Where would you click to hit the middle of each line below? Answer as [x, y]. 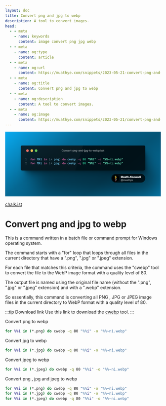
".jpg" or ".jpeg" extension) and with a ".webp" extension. [63, 287]
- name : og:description [39, 99]
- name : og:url [30, 68]
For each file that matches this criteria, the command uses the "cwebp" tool [82, 267]
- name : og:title [32, 83]
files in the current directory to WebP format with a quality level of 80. [76, 302]
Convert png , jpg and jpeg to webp [41, 379]
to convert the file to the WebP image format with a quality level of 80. [76, 273]
